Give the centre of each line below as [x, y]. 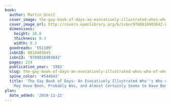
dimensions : [22, 29]
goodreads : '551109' [31, 48]
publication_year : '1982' [37, 67]
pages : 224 [21, 62]
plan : [10, 90]
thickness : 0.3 [30, 39]
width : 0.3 [26, 43]
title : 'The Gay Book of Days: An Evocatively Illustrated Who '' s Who [86, 81]
